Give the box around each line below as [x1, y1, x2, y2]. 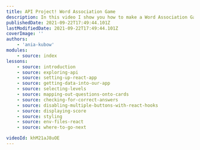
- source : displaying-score [17, 108, 86, 114]
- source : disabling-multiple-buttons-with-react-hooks [17, 102, 159, 108]
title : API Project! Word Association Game [6, 8, 116, 15]
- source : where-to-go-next [17, 125, 86, 130]
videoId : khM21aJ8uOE [6, 135, 60, 141]
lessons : [6, 58, 28, 64]
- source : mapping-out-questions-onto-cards [17, 91, 129, 97]
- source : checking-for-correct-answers [17, 97, 118, 103]
